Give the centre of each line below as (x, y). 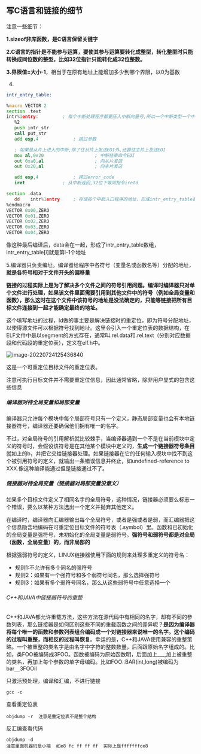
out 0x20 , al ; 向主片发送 (68, 166)
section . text (24, 111)
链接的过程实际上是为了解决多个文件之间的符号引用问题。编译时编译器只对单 (100, 285)
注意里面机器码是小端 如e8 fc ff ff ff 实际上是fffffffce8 (77, 746)
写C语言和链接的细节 (45, 11)
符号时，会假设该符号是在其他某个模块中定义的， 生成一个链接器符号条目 (106, 446)
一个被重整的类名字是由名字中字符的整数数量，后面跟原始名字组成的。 (103, 647)
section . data (24, 194)
